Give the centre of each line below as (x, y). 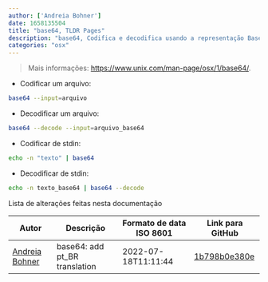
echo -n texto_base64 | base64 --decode (77, 188)
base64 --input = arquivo (48, 98)
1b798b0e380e (225, 256)
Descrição (86, 228)
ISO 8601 (154, 232)
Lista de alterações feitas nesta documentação (85, 203)
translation (77, 266)
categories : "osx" (39, 46)
